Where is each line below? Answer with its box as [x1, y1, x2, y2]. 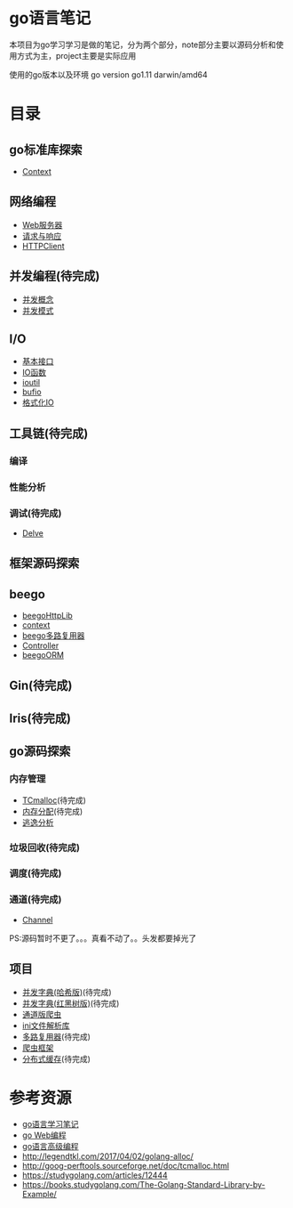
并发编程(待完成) [9, 269, 100, 284]
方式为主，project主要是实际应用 [16, 50, 137, 61]
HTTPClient [21, 240, 65, 251]
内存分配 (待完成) [21, 806, 83, 816]
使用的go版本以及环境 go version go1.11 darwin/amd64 [9, 69, 209, 80]
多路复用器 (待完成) [21, 1031, 91, 1042]
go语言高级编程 [21, 1141, 79, 1152]
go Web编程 [21, 1130, 67, 1140]
